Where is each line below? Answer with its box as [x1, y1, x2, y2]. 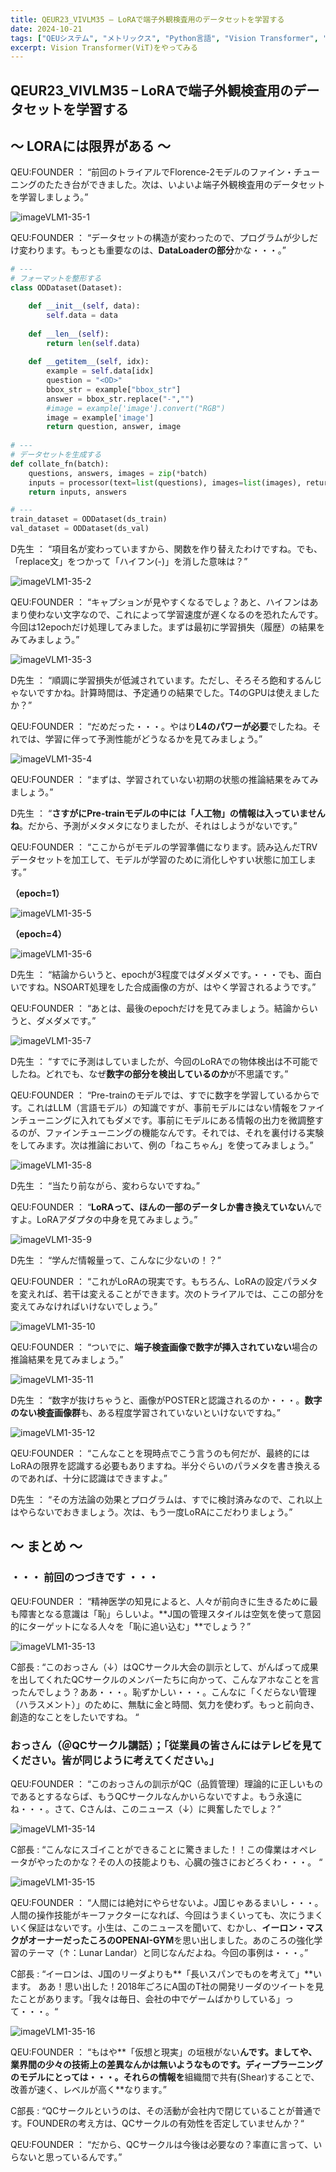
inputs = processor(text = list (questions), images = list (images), [28, 477, 302, 488]
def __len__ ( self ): [28, 329, 110, 339]
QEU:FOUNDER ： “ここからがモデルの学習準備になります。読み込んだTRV [10, 841, 318, 853]
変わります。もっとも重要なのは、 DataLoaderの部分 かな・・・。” [18, 244, 287, 256]
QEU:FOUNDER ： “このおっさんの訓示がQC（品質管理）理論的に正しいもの [10, 1778, 324, 1790]
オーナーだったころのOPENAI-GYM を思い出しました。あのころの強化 [27, 1934, 315, 1946]
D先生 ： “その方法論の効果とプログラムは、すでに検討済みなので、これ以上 [10, 1494, 323, 1506]
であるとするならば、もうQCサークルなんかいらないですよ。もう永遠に [10, 1791, 303, 1803]
